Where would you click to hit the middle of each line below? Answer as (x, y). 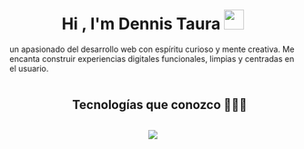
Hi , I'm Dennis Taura (141, 24)
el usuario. (29, 68)
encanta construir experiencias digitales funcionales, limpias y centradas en (152, 58)
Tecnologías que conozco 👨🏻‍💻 (160, 105)
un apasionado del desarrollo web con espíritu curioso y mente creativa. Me (152, 49)
